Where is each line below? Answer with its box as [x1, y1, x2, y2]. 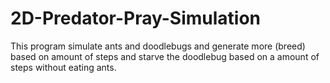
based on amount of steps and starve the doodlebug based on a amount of [10, 50, 320, 62]
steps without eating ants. [10, 61, 117, 73]
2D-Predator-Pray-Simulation [10, 7, 262, 30]
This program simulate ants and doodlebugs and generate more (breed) [10, 40, 306, 52]
